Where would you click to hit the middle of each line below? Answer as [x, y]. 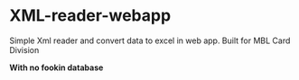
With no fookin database [56, 67]
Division [24, 49]
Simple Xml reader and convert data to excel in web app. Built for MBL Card [150, 40]
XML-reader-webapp [90, 16]
